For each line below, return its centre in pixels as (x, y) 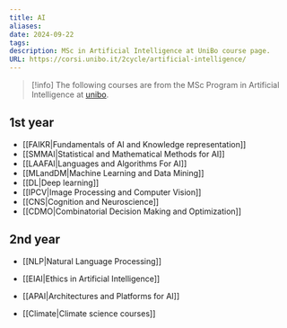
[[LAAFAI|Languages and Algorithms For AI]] (104, 164)
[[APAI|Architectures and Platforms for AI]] (101, 296)
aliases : (26, 26)
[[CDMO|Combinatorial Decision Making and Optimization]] (132, 211)
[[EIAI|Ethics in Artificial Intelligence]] (91, 279)
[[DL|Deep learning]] (61, 182)
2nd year (35, 239)
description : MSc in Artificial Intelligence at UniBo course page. (140, 51)
